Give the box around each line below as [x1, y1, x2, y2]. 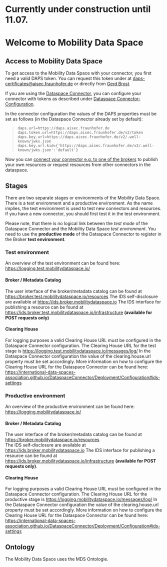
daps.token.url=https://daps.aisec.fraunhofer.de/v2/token [17, 130, 143, 135]
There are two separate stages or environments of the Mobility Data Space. [5, 195, 161, 200]
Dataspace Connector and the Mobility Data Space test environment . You [5, 226, 156, 231]
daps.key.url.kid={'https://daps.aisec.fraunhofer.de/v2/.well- [17, 143, 154, 148]
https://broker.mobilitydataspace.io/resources [5, 436, 100, 443]
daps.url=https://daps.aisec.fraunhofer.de [17, 126, 110, 131]
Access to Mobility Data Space [5, 56, 103, 65]
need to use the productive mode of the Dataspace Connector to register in [5, 231, 161, 237]
